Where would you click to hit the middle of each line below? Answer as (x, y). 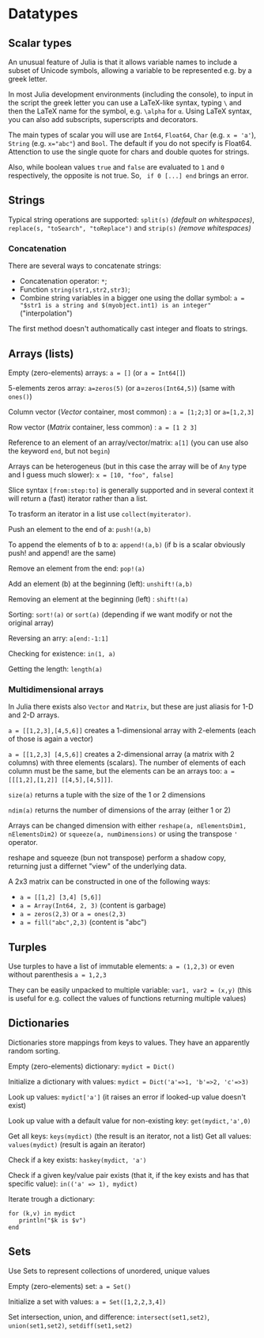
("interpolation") (46, 313)
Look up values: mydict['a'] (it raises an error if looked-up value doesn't (127, 1097)
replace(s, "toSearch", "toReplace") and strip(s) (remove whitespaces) (130, 227)
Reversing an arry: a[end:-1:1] (58, 638)
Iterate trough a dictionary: (51, 1198)
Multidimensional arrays (56, 689)
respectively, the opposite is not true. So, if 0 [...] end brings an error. (128, 176)
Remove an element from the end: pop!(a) (77, 568)
